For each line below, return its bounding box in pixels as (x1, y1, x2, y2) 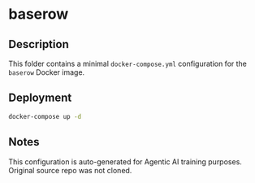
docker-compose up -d (8, 112, 82, 120)
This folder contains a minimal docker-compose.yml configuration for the (8, 59, 248, 68)
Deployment (8, 91, 72, 105)
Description (8, 37, 69, 51)
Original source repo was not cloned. (8, 165, 132, 175)
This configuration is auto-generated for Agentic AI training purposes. (8, 156, 242, 167)
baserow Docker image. (8, 68, 85, 77)
